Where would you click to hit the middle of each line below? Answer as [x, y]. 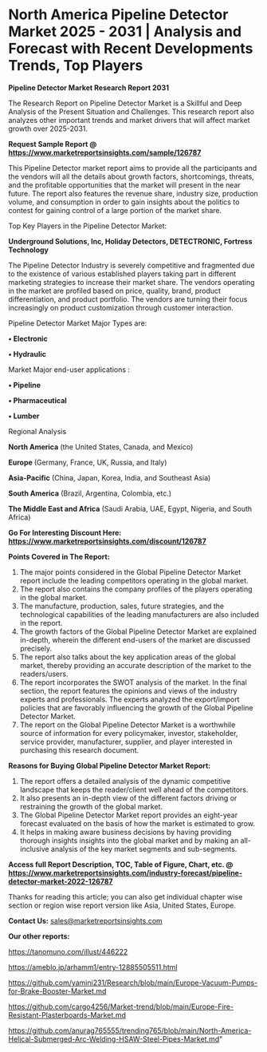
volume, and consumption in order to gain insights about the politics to [124, 202]
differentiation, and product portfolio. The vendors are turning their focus [128, 299]
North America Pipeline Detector [118, 15]
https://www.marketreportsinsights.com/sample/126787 [105, 152]
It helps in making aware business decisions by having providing [126, 832]
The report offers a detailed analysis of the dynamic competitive [125, 781]
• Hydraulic [27, 354]
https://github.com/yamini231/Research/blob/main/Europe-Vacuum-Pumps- [133, 983]
